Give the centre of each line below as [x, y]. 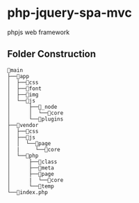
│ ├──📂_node [32, 107]
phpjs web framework [39, 32]
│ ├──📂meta [31, 168]
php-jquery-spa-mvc [69, 13]
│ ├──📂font [24, 89]
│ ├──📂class [32, 162]
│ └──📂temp [31, 186]
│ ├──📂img [23, 95]
